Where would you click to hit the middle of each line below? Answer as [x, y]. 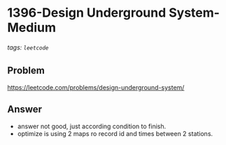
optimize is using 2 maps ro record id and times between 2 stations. [115, 133]
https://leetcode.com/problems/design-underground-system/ [96, 87]
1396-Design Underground [87, 13]
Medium [31, 28]
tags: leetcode [28, 47]
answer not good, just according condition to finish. [92, 126]
